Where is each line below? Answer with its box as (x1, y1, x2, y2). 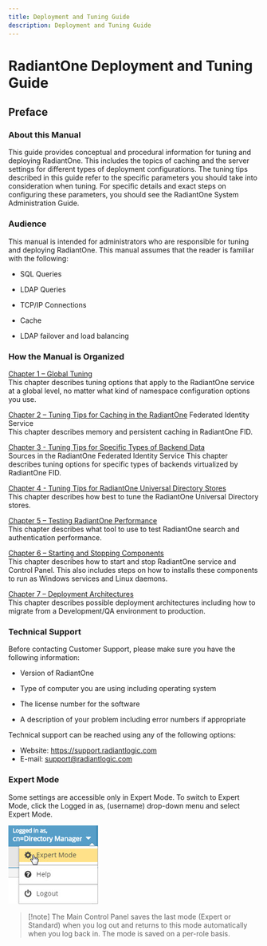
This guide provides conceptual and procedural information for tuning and (8, 148, 251, 157)
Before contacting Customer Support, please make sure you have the (8, 644, 236, 654)
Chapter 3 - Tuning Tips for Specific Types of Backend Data (8, 442, 206, 451)
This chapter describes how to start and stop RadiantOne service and (8, 556, 237, 566)
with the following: (8, 253, 69, 263)
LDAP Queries (19, 284, 66, 294)
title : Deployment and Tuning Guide (8, 13, 130, 21)
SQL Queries (19, 268, 62, 279)
